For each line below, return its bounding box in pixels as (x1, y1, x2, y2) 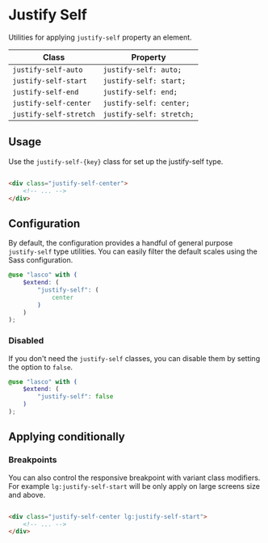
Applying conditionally (8, 430, 125, 444)
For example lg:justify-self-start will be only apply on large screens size (8, 481, 261, 490)
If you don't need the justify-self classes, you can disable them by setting (8, 353, 261, 363)
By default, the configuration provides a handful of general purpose (8, 238, 233, 248)
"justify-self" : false (37, 393, 114, 401)
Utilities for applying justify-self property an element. (8, 32, 192, 42)
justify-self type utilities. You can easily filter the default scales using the (8, 246, 258, 256)
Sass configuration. (8, 255, 73, 265)
